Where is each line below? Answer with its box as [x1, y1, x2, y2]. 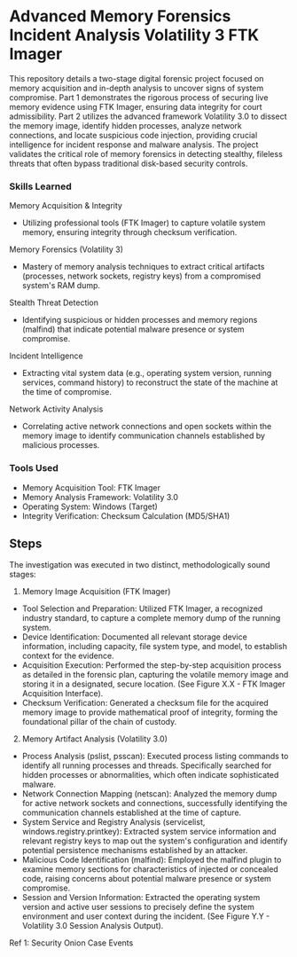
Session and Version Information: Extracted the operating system [21, 892, 261, 903]
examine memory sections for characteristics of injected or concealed [21, 864, 279, 875]
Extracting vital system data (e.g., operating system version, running [21, 368, 272, 379]
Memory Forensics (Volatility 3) [9, 244, 124, 255]
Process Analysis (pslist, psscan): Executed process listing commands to [21, 751, 289, 762]
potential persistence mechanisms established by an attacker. [21, 845, 248, 856]
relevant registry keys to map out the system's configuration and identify [21, 835, 288, 846]
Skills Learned [9, 180, 73, 192]
